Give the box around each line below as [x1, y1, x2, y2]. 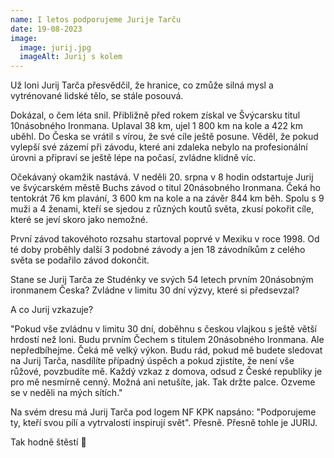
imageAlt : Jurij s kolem [19, 52, 123, 62]
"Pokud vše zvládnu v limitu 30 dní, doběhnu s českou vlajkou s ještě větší [10, 323, 317, 335]
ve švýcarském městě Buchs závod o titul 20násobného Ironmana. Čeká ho [10, 182, 321, 194]
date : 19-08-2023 [10, 24, 83, 34]
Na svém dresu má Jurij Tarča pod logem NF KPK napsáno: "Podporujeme [10, 406, 317, 418]
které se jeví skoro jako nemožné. [10, 214, 148, 226]
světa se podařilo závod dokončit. [10, 254, 150, 266]
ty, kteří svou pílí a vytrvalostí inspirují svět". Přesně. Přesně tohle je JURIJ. [10, 417, 318, 429]
